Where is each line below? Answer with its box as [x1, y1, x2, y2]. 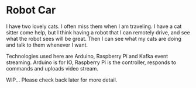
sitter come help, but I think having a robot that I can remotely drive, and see [6, 29, 190, 36]
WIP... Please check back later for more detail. [6, 76, 118, 83]
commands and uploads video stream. [6, 65, 98, 72]
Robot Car [6, 3, 56, 17]
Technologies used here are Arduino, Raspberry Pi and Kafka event [6, 52, 169, 59]
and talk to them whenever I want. [6, 41, 88, 48]
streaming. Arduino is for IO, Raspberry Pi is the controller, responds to [6, 59, 177, 66]
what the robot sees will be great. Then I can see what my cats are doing [6, 35, 181, 42]
